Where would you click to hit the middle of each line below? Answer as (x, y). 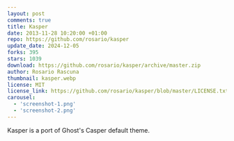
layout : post (26, 14)
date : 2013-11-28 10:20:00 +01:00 (57, 33)
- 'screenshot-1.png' (45, 104)
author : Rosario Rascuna (43, 72)
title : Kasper (28, 26)
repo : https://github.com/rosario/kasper (68, 40)
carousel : (22, 98)
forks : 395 (23, 53)
